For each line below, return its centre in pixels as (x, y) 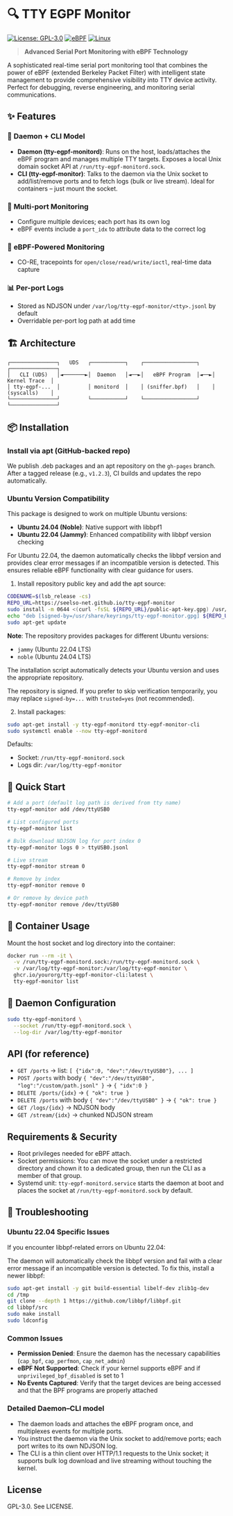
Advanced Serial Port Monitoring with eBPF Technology (106, 51)
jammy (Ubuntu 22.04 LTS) (54, 649)
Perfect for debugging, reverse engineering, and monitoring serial (101, 87)
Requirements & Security (62, 1137)
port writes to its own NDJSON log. (67, 1446)
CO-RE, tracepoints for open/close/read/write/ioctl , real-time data (114, 262)
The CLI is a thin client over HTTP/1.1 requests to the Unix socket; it (113, 1453)
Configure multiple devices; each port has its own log (94, 221)
